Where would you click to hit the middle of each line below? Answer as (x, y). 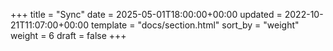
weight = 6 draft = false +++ (68, 35)
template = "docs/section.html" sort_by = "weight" (195, 25)
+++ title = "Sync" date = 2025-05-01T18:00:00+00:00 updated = (146, 14)
